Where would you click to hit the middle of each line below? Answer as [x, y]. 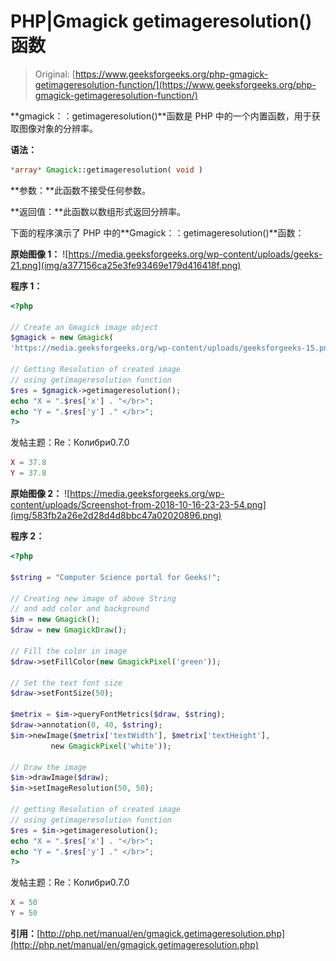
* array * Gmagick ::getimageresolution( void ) [106, 170]
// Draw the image [48, 767]
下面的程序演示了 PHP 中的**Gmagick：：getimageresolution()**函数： [157, 232]
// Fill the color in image [69, 651]
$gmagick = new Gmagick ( [62, 338]
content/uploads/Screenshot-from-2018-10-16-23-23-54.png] [138, 505]
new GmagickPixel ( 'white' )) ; [111, 746]
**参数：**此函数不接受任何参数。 [81, 190]
